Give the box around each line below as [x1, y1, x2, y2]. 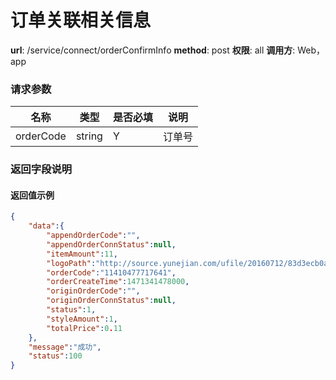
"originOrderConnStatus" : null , [46, 296, 177, 306]
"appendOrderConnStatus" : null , [46, 239, 177, 250]
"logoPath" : [46, 258, 97, 268]
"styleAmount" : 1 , [46, 314, 118, 324]
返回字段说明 [10, 162, 73, 176]
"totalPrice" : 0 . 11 [46, 323, 123, 333]
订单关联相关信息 [10, 9, 152, 32]
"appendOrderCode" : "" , [46, 231, 141, 241]
